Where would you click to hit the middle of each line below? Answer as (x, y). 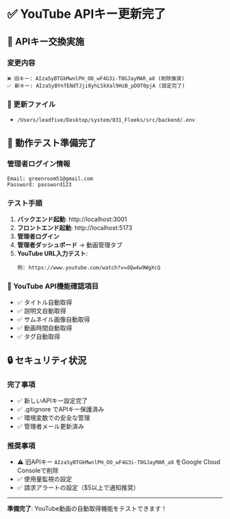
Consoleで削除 (38, 470)
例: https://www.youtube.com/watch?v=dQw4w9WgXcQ (89, 268)
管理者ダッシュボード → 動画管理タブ (70, 245)
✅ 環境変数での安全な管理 (53, 418)
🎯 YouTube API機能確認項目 (53, 286)
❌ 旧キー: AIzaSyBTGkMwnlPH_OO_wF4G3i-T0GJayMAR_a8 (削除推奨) (96, 78)
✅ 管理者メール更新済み (50, 427)
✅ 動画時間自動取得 (44, 328)
